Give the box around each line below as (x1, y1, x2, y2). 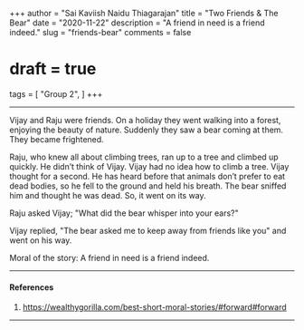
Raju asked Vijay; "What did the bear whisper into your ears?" (9, 208, 240, 218)
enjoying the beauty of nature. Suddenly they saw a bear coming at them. (9, 124, 283, 135)
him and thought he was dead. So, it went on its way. (9, 189, 206, 200)
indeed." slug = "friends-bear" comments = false (9, 27, 192, 37)
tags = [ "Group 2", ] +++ (9, 88, 103, 99)
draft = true (9, 59, 97, 80)
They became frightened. (9, 133, 104, 144)
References (9, 281, 54, 293)
